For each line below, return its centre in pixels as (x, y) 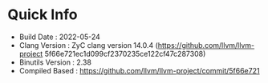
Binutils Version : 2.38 (55, 62)
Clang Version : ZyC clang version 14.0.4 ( (88, 45)
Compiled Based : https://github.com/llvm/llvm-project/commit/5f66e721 (139, 70)
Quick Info (43, 15)
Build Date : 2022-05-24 (60, 37)
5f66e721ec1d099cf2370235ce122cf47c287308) (125, 53)
